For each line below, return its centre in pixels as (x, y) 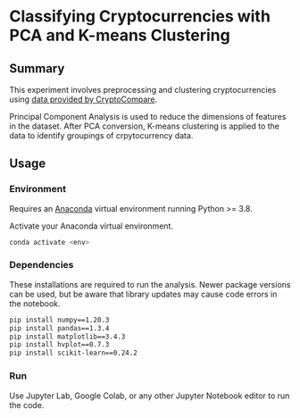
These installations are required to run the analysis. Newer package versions (150, 284)
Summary (37, 68)
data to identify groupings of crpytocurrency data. (101, 135)
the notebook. (35, 303)
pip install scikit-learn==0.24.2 (74, 353)
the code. (27, 405)
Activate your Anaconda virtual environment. (92, 226)
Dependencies (42, 265)
